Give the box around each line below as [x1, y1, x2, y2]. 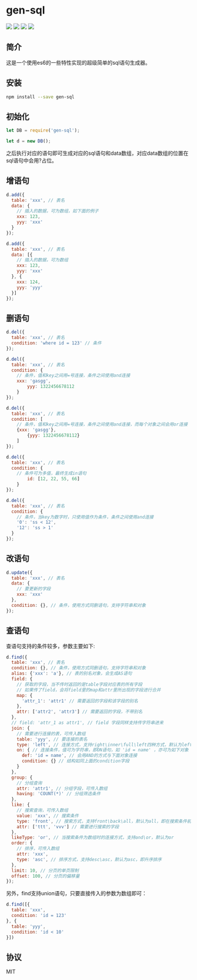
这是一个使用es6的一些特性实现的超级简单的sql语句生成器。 [6, 59, 151, 66]
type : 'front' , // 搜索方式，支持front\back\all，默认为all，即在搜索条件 [16, 818, 188, 824]
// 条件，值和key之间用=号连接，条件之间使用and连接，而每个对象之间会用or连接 [16, 421, 188, 427]
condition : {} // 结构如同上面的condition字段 [21, 758, 130, 764]
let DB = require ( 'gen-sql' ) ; [6, 128, 80, 134]
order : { [11, 840, 33, 846]
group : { [11, 775, 33, 780]
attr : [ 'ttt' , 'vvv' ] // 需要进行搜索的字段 [16, 823, 119, 830]
